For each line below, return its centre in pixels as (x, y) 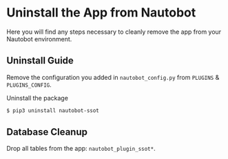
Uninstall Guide (40, 61)
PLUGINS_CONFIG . (29, 85)
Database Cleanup (47, 132)
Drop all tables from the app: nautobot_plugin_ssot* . (81, 149)
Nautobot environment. (39, 39)
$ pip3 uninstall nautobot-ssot (53, 110)
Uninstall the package (37, 98)
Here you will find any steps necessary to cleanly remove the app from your (114, 32)
